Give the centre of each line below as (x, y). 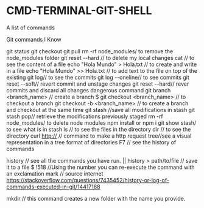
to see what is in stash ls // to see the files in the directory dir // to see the (99, 129)
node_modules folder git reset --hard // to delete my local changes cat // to (100, 58)
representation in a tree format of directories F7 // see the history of (91, 142)
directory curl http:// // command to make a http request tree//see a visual (99, 136)
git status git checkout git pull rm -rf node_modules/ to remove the (90, 51)
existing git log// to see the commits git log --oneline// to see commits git (98, 77)
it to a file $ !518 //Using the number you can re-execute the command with (100, 167)
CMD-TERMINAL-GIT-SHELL (79, 11)
